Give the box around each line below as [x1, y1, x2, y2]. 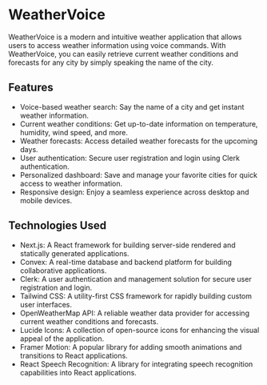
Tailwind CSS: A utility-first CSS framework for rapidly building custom [19, 291, 253, 301]
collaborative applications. [19, 266, 107, 275]
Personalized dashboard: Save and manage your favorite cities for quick [19, 170, 258, 179]
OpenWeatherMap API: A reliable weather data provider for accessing [19, 308, 250, 318]
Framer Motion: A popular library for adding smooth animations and [19, 342, 242, 351]
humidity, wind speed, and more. [19, 127, 129, 137]
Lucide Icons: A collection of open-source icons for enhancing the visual [19, 325, 260, 335]
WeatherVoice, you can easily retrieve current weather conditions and [8, 49, 238, 58]
